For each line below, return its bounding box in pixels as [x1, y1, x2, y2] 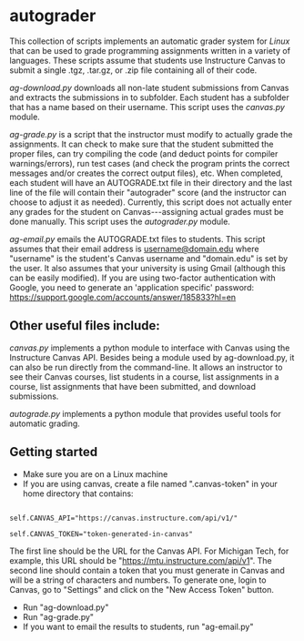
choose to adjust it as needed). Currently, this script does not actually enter [9, 197, 293, 208]
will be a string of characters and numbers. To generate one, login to [9, 575, 267, 585]
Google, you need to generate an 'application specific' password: [9, 281, 255, 292]
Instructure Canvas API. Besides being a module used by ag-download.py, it [9, 351, 295, 362]
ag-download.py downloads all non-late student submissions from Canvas [9, 82, 289, 93]
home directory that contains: [22, 488, 134, 499]
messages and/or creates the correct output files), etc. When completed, [9, 168, 284, 178]
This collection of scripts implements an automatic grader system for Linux [9, 36, 290, 46]
